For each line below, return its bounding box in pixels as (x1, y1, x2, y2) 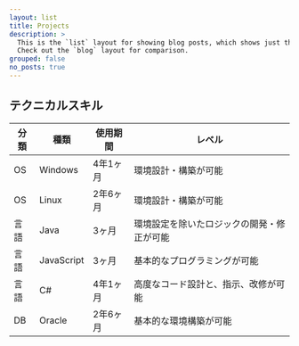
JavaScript (39, 253, 85, 266)
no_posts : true (9, 63, 66, 72)
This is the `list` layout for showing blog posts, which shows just (17, 37, 280, 47)
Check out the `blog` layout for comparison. (17, 46, 190, 55)
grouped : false (9, 54, 66, 63)
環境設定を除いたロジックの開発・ (133, 218, 277, 230)
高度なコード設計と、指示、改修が (133, 277, 277, 290)
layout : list (9, 12, 58, 22)
